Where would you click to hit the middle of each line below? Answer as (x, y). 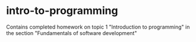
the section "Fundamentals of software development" (72, 33)
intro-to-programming (62, 11)
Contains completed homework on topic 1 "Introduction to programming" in (98, 27)
